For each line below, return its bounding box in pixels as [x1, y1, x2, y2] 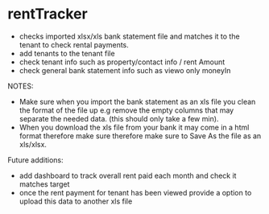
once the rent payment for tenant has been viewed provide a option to [19, 187, 252, 197]
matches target [19, 179, 70, 189]
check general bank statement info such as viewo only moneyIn [19, 65, 231, 75]
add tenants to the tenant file [19, 48, 115, 58]
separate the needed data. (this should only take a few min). [19, 113, 219, 123]
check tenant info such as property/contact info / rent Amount [19, 57, 226, 67]
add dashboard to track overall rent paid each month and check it [19, 171, 237, 180]
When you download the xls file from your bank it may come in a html [19, 122, 250, 132]
